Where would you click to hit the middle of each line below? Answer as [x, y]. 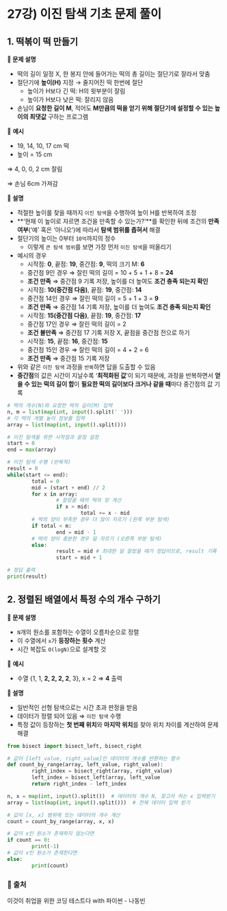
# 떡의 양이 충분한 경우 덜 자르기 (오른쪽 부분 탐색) [97, 539]
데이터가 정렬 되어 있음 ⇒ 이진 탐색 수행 [69, 716]
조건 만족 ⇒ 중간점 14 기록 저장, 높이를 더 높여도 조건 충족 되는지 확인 [119, 307]
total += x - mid [105, 513]
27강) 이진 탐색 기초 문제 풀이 [84, 14]
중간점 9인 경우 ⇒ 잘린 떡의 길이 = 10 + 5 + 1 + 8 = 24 [100, 272]
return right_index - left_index [79, 784]
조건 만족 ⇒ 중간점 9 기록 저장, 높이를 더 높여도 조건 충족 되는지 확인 [118, 281]
